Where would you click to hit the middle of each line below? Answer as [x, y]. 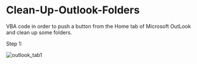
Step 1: [14, 44]
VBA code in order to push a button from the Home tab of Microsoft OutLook [98, 26]
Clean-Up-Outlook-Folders [73, 10]
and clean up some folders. [39, 32]
